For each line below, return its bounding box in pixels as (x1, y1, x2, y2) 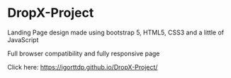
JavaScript (7, 35, 39, 44)
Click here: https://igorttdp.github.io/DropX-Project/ (7, 63, 158, 71)
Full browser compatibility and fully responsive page (7, 49, 160, 58)
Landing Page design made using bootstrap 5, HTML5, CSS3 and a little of (7, 28, 225, 37)
